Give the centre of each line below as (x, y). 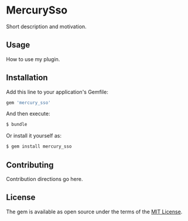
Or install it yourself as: (34, 136)
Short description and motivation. (46, 26)
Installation (27, 78)
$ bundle (17, 125)
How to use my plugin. (33, 59)
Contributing (30, 165)
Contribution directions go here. (45, 179)
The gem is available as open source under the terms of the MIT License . (94, 212)
